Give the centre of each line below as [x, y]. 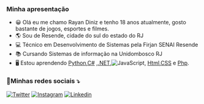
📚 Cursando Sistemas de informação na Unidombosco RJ [89, 54]
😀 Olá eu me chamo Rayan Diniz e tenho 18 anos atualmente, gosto [101, 23]
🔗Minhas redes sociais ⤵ [43, 81]
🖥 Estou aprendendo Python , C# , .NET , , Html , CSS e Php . [102, 63]
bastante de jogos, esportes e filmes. [62, 29]
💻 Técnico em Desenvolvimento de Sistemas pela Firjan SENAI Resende [107, 45]
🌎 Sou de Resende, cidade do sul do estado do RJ [79, 36]
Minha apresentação [38, 9]
